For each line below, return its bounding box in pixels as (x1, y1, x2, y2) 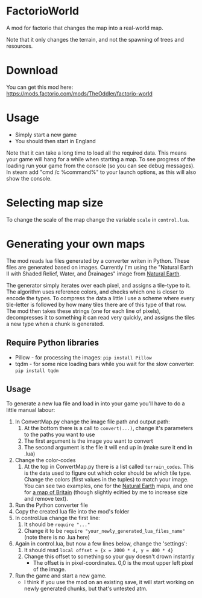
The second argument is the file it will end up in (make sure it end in (24, 444, 193, 451)
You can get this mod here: (6, 83, 74, 91)
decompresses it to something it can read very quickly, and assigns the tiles (6, 313, 195, 321)
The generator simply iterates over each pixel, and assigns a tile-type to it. (6, 281, 191, 289)
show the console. (6, 175, 52, 182)
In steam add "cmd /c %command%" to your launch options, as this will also (6, 168, 197, 176)
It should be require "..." (24, 521, 90, 528)
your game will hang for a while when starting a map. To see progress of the (6, 155, 196, 162)
